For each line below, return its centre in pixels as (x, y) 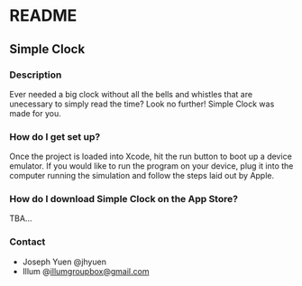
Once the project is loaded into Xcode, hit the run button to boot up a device (151, 157)
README (43, 16)
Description (36, 75)
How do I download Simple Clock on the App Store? (124, 199)
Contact (27, 242)
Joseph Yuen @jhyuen (64, 262)
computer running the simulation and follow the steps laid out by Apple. (142, 176)
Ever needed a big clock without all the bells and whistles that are (131, 94)
